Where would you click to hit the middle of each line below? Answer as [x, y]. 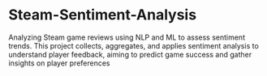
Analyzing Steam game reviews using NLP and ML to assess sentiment [127, 37]
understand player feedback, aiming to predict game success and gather [130, 54]
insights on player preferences [59, 63]
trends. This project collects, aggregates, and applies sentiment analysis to [134, 45]
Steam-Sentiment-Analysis [103, 15]
